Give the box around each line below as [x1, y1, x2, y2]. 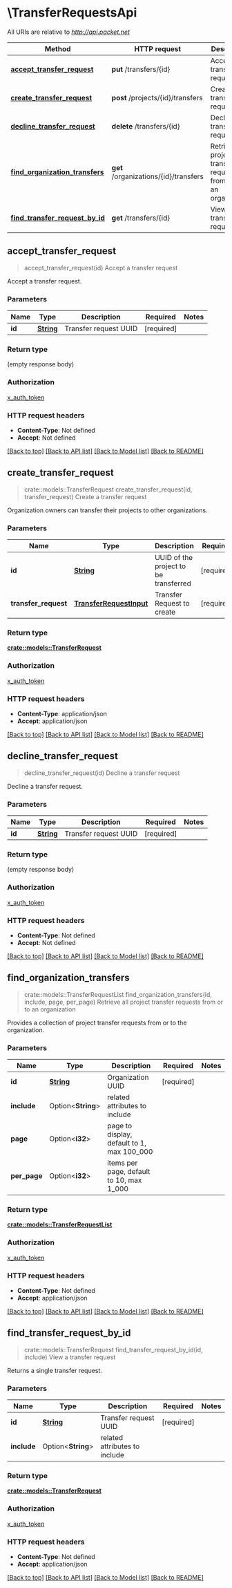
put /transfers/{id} [111, 64, 171, 74]
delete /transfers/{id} [111, 121, 181, 131]
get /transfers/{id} [111, 213, 171, 223]
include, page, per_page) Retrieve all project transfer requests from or [23, 998, 224, 1006]
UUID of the [154, 553, 193, 563]
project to [154, 561, 186, 571]
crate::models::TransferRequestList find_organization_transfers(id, [23, 990, 213, 998]
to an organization [23, 1005, 76, 1013]
